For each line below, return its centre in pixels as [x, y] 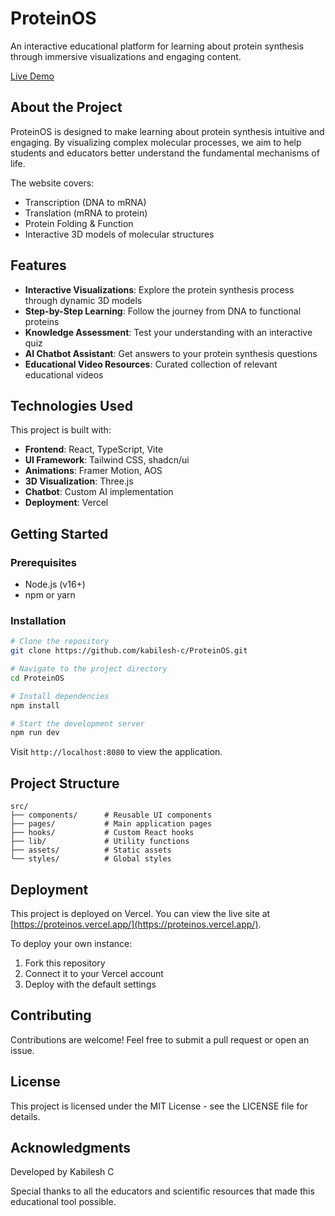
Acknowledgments [71, 1148]
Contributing [51, 1015]
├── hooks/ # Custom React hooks [102, 833]
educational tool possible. [63, 1202]
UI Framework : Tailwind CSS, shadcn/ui [107, 460]
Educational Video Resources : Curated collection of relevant [151, 364]
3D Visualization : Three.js [79, 481]
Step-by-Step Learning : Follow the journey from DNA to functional [163, 311]
